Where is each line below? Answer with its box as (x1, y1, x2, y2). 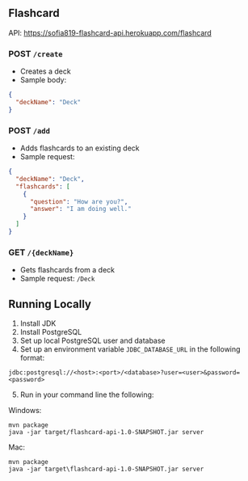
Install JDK (19, 319, 57, 328)
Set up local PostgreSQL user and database (19, 335, 166, 346)
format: (19, 353, 45, 363)
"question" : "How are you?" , (29, 197, 128, 205)
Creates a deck (19, 66, 71, 76)
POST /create (8, 48, 63, 59)
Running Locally (8, 297, 91, 310)
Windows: (8, 406, 42, 416)
